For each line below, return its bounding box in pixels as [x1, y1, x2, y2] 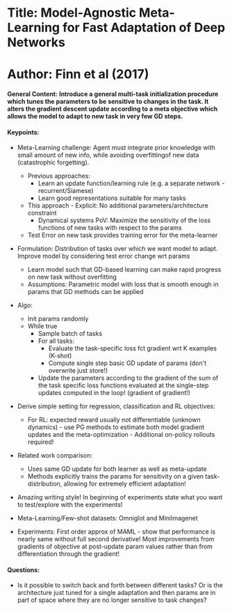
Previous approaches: [27, 172, 91, 180]
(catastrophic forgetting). [17, 158, 90, 167]
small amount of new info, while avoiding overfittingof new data [17, 151, 199, 160]
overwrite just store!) [48, 366, 108, 375]
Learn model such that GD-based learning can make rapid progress [27, 265, 222, 274]
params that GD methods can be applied [27, 288, 144, 296]
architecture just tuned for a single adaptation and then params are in [17, 589, 216, 597]
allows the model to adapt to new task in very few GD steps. [7, 111, 183, 120]
